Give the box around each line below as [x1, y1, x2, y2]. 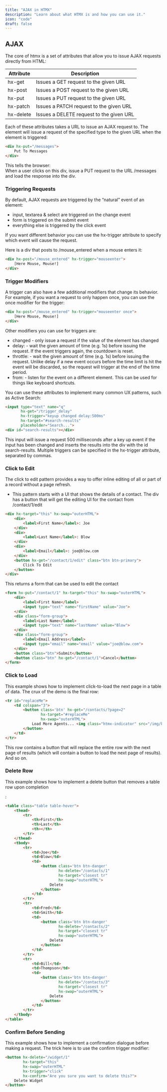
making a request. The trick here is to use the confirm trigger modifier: [5, 1045, 150, 1051]
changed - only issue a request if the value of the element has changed [12, 337, 159, 343]
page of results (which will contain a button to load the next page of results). [5, 750, 162, 756]
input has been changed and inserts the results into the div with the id [5, 442, 148, 448]
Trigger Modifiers [5, 277, 49, 284]
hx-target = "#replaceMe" [40, 712, 90, 717]
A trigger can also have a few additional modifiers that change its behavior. [5, 289, 159, 295]
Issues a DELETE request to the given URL [36, 111, 135, 118]
